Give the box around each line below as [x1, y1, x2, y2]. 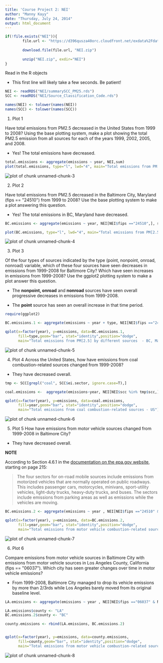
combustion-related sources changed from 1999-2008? [12, 362, 124, 368]
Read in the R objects [5, 70, 48, 76]
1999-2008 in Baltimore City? [12, 431, 71, 437]
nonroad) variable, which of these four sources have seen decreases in [5, 263, 148, 269]
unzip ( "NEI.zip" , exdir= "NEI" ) [22, 57, 86, 61]
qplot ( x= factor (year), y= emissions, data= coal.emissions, [5, 398, 125, 403]
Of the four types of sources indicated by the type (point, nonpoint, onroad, [5, 257, 156, 263]
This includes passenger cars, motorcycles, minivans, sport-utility [16, 484, 149, 490]
